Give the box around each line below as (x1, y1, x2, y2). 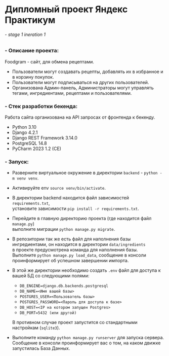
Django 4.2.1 (12, 129, 38, 135)
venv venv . (17, 175, 39, 181)
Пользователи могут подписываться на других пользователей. (12, 79, 149, 85)
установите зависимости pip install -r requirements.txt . (12, 205, 140, 211)
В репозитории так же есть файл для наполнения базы (12, 236, 131, 242)
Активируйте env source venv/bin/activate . (12, 185, 106, 191)
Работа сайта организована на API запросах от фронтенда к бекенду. (5, 114, 155, 120)
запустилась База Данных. (12, 345, 70, 351)
